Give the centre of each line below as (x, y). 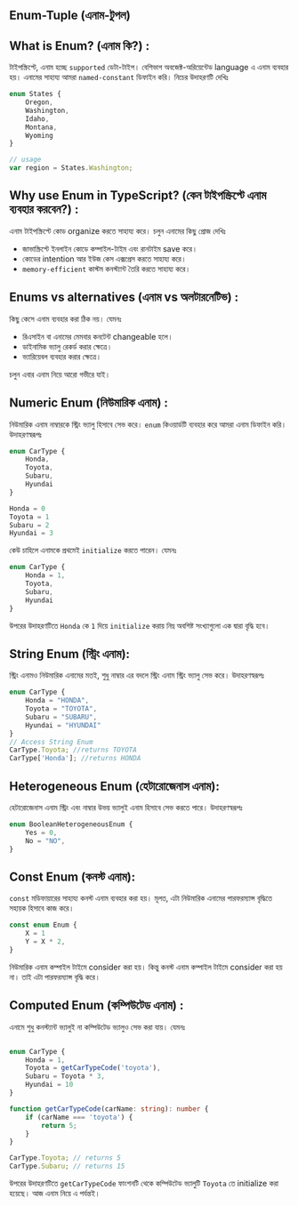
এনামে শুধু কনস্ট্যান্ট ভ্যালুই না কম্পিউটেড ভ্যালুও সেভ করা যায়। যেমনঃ (97, 1026)
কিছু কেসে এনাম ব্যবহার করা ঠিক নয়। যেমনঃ (65, 318)
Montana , (41, 127)
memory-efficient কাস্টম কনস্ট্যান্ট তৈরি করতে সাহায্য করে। (106, 269)
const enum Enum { (43, 925)
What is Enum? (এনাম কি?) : (79, 46)
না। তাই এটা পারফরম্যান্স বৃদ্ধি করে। (55, 977)
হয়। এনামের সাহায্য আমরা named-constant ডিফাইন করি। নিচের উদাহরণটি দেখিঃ (119, 77)
